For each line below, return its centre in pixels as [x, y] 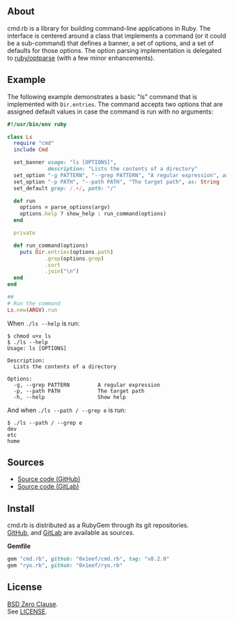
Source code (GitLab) [48, 487]
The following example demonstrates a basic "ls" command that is [102, 96]
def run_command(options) [51, 245]
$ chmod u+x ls [29, 336]
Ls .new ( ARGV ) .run [32, 310]
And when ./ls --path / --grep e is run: [67, 410]
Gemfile [19, 546]
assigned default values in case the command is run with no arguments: [110, 112]
